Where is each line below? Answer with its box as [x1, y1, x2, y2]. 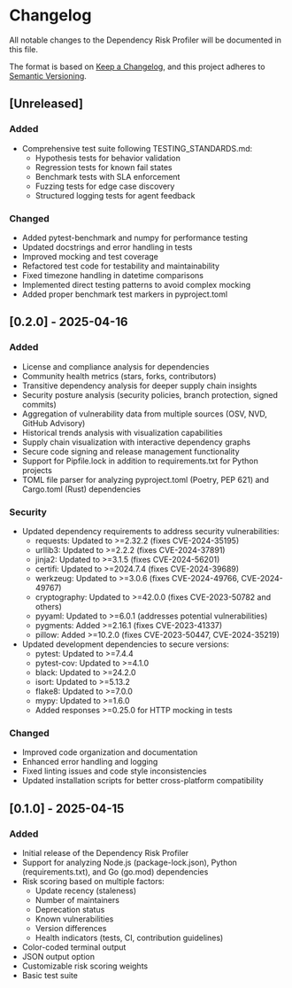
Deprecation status [35, 904, 105, 914]
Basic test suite [21, 969, 78, 980]
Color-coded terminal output [21, 941, 127, 953]
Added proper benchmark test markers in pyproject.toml [21, 289, 228, 300]
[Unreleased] [9, 97, 84, 112]
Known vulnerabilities [35, 914, 114, 924]
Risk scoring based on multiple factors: [21, 875, 165, 886]
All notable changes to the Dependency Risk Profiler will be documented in [9, 35, 281, 45]
